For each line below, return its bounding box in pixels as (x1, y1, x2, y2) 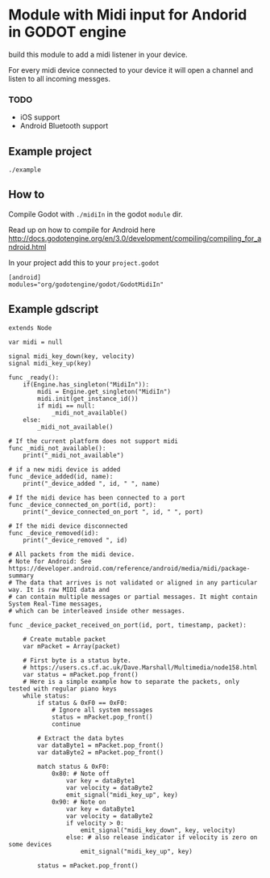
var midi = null (8, 338, 63, 346)
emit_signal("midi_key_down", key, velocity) (80, 826, 236, 834)
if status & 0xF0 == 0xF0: (37, 699, 128, 707)
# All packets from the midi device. (8, 550, 135, 559)
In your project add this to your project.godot (8, 257, 160, 268)
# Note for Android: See (8, 557, 92, 565)
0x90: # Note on (51, 798, 106, 806)
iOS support (19, 112, 60, 122)
